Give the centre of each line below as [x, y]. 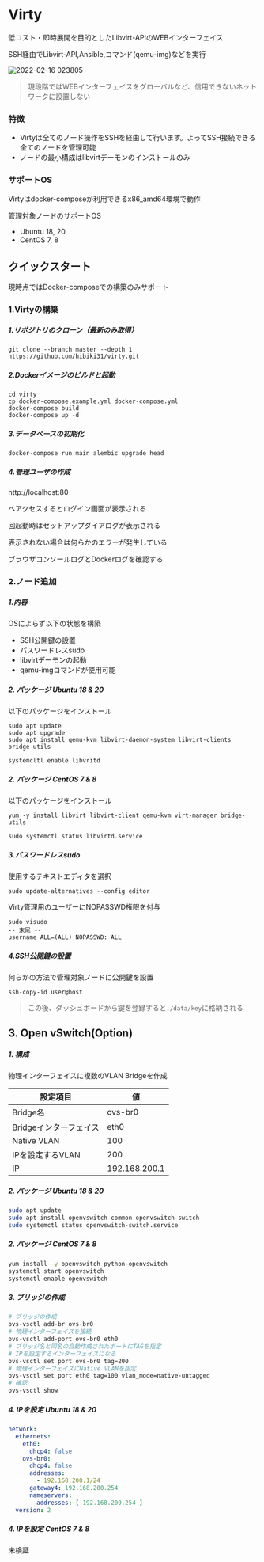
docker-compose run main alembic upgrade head [86, 454]
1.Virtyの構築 [34, 310]
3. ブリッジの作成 [37, 1298]
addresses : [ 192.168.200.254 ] [90, 1503]
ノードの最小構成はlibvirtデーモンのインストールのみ [105, 158]
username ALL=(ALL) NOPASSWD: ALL [65, 937]
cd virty [23, 395]
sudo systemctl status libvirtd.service [76, 836]
